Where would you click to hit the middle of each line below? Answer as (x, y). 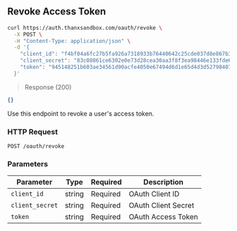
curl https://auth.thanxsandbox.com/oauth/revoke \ (85, 27)
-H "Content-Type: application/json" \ (72, 41)
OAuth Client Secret (162, 206)
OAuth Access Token (164, 217)
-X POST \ (28, 35)
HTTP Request (33, 132)
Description (164, 182)
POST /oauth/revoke (36, 146)
